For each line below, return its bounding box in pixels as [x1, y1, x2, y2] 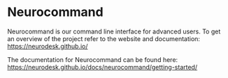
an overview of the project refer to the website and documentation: [7, 34, 201, 42]
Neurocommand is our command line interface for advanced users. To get [7, 27, 221, 36]
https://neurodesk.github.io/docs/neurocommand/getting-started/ [7, 63, 198, 71]
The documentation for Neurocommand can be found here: [7, 55, 178, 63]
